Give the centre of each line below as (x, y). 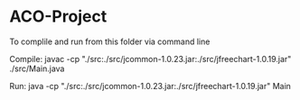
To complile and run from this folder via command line (110, 41)
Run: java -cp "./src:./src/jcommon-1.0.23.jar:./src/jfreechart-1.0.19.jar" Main (150, 86)
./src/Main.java (37, 68)
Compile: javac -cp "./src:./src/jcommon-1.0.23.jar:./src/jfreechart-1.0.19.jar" (150, 59)
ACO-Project (58, 17)
